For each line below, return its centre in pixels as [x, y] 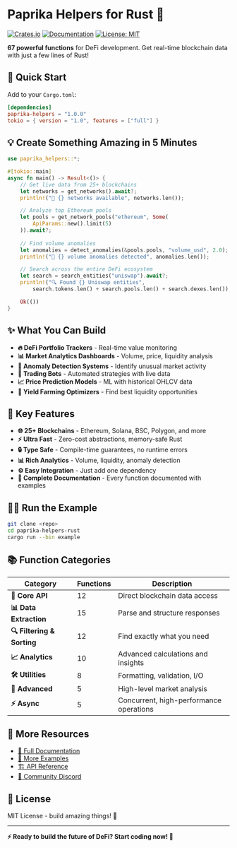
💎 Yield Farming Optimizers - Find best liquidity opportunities [107, 391]
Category [41, 584]
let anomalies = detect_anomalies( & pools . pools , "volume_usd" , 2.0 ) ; [124, 250]
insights [131, 662]
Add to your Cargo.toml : [42, 94]
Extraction [29, 619]
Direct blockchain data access [168, 595]
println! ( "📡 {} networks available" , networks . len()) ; [102, 198]
